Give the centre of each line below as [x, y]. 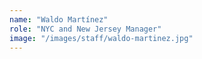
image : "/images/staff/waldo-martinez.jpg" [101, 38]
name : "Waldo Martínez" [59, 19]
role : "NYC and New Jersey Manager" [85, 29]
